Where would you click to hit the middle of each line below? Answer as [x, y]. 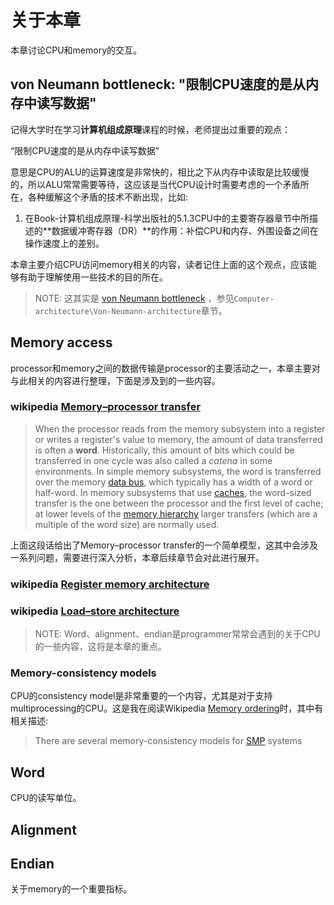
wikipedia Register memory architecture [110, 584]
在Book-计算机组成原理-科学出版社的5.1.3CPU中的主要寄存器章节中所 [167, 218]
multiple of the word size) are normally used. [127, 524]
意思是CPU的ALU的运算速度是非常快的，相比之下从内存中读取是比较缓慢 [160, 172]
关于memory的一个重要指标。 [71, 889]
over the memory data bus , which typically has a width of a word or [173, 482]
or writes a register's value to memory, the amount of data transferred [178, 439]
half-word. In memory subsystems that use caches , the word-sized [173, 492]
